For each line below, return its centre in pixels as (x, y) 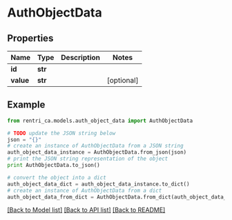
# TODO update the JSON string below (61, 133)
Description (80, 58)
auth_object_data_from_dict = (51, 197)
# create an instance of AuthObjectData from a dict (85, 190)
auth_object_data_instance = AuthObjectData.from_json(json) (97, 152)
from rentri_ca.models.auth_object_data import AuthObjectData (100, 121)
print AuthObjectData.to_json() (54, 166)
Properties (30, 38)
